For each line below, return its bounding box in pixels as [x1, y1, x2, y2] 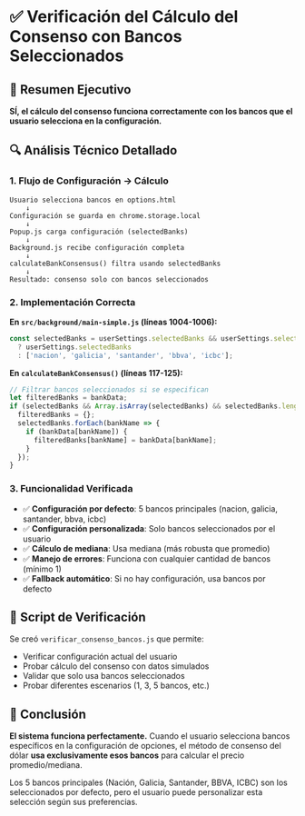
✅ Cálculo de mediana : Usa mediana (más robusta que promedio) [22, 542, 271, 553]
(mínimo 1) [22, 563, 62, 574]
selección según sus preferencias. [9, 797, 138, 808]
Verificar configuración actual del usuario [22, 652, 178, 662]
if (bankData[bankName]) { [25, 427, 128, 436]
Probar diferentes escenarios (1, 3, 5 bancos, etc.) [22, 680, 211, 692]
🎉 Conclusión [9, 706, 86, 721]
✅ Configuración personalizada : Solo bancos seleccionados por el [22, 522, 276, 533]
